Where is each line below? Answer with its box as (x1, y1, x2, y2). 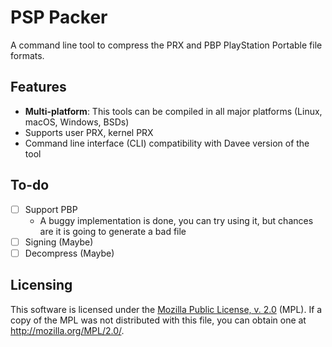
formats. (10, 49, 45, 61)
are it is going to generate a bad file (39, 225, 187, 237)
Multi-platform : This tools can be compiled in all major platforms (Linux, (24, 105, 323, 117)
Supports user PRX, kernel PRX (24, 126, 154, 138)
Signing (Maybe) (24, 236, 94, 248)
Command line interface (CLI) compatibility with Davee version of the (24, 137, 310, 149)
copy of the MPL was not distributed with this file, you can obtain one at (10, 314, 307, 326)
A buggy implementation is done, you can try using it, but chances (39, 214, 314, 226)
